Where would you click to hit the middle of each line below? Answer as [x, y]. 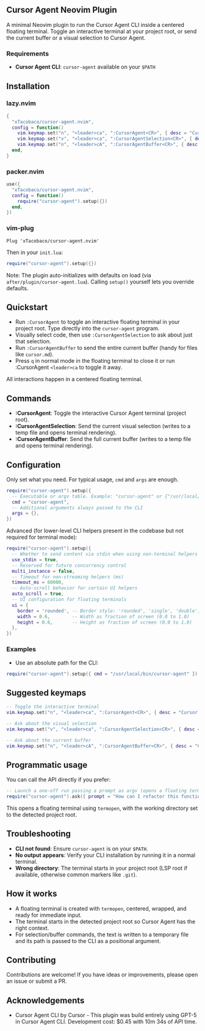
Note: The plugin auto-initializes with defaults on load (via [79, 275]
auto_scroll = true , [38, 594]
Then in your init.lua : [35, 252]
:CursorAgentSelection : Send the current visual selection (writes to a [103, 426]
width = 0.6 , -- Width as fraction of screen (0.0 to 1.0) [103, 616]
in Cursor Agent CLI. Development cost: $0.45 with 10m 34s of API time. [106, 1022]
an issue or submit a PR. [37, 981]
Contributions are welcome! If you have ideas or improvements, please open [102, 975]
